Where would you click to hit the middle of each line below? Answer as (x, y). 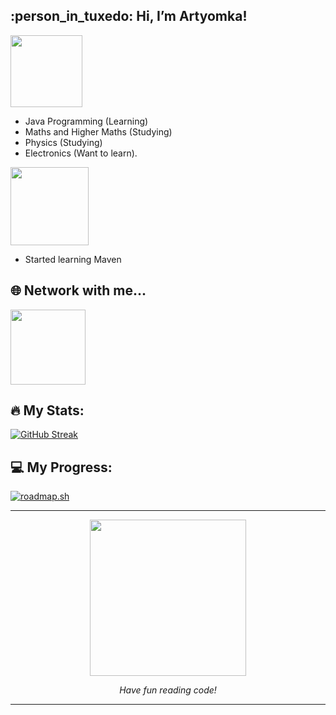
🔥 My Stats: (47, 410)
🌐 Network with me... (78, 290)
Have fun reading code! (168, 690)
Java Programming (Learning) (86, 121)
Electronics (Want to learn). (81, 153)
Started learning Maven (73, 259)
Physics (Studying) (63, 142)
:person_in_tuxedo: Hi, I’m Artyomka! (129, 16)
